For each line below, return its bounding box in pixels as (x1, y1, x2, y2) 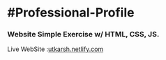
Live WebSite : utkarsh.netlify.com (7, 45, 104, 53)
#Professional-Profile (7, 5, 135, 21)
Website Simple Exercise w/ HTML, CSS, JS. (7, 30, 160, 39)
